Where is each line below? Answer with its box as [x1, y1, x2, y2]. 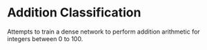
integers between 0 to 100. [7, 34, 83, 42]
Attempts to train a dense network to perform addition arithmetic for [7, 27, 200, 36]
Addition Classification [7, 5, 141, 21]
